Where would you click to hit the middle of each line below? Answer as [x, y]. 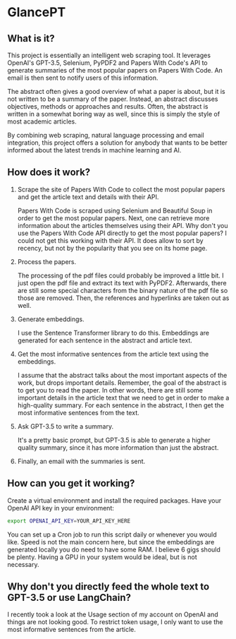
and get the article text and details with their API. [88, 197]
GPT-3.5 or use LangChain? [69, 597]
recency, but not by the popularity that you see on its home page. [112, 248]
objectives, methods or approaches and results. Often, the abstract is [108, 106]
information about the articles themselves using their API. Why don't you [123, 225]
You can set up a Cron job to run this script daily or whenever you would [112, 535]
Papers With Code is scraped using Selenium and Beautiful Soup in [115, 210]
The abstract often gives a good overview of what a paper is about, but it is [116, 91]
